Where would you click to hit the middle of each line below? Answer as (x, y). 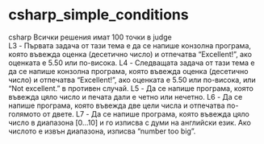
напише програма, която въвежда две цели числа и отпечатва (117, 105)
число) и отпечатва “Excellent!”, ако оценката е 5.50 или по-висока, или (132, 80)
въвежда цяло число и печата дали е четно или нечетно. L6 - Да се (126, 97)
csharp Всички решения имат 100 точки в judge (90, 37)
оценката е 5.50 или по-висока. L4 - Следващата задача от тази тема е (132, 63)
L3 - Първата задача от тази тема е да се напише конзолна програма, (130, 45)
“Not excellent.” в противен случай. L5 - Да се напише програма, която (131, 88)
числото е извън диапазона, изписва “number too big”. (102, 131)
